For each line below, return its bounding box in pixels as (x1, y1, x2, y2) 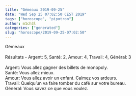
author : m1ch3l (5, 21, 36, 26)
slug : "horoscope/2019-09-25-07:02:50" (5, 30, 87, 35)
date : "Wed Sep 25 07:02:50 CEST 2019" (5, 12, 87, 17)
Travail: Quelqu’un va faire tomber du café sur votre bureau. (5, 80, 126, 86)
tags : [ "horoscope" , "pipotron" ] (5, 16, 74, 21)
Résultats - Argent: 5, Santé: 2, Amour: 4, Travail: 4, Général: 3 (5, 54, 131, 60)
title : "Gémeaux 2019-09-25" (5, 7, 65, 12)
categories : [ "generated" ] (5, 26, 60, 31)
